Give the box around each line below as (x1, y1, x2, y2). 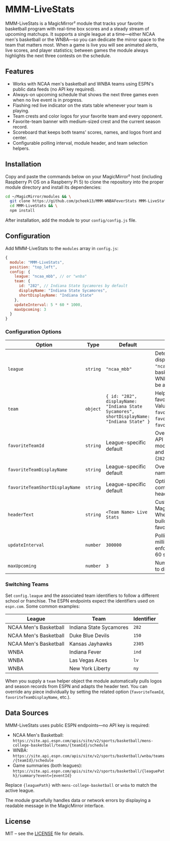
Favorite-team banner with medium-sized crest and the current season (12, 118, 161, 125)
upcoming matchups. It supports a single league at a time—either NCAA (5, 31, 155, 37)
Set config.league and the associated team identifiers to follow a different (5, 592, 159, 598)
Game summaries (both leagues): (12, 762, 82, 768)
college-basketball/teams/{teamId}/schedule (12, 743, 108, 748)
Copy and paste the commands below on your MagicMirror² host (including (5, 173, 163, 179)
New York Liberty (69, 665, 111, 672)
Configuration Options (5, 328, 62, 335)
